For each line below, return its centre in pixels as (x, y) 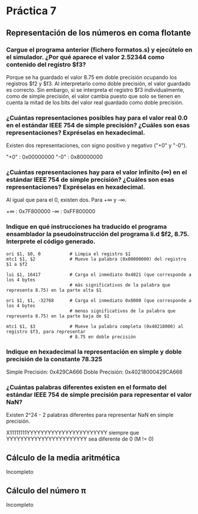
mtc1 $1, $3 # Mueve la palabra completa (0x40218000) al (95, 326)
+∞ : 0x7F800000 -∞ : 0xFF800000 (51, 211)
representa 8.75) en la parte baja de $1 (58, 316)
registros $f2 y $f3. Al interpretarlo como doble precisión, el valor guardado (98, 83)
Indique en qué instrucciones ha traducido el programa (87, 227)
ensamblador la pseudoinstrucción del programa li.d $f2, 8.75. (98, 234)
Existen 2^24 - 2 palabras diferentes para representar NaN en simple (90, 415)
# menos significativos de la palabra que (123, 311)
